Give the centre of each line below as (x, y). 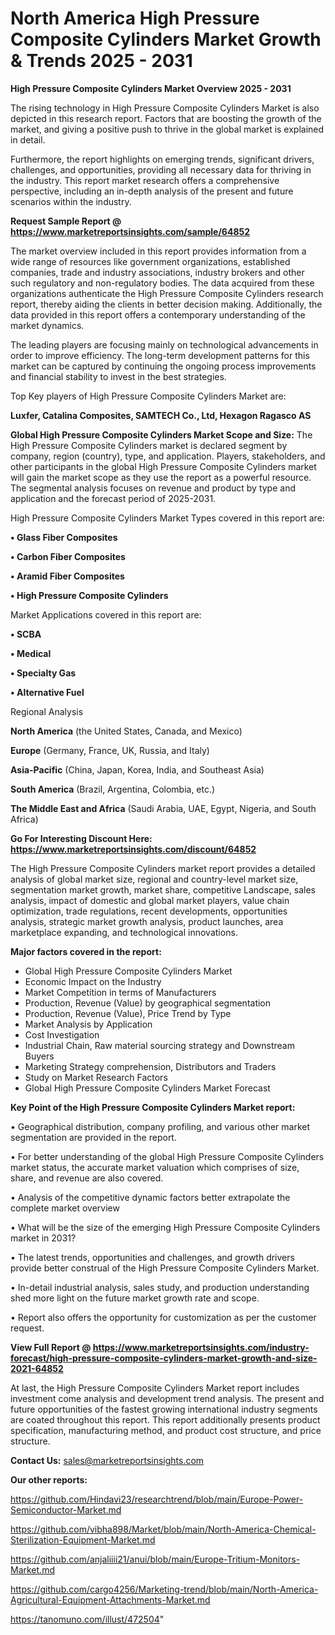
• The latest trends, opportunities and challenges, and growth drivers (152, 1257)
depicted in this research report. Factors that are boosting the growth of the (166, 118)
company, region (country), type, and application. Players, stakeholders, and (168, 456)
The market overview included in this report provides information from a (158, 251)
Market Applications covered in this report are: (106, 614)
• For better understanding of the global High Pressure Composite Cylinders (167, 1156)
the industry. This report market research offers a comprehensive (145, 180)
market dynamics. (47, 325)
